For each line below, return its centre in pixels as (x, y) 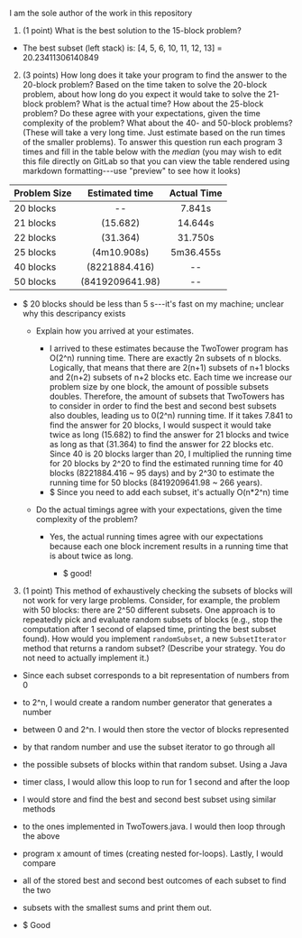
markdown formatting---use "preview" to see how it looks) (132, 171)
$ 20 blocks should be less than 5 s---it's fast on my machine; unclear (153, 304)
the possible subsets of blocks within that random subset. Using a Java (155, 764)
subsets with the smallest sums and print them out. (117, 907)
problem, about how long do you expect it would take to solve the (144, 94)
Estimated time (120, 193)
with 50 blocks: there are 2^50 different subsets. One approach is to (149, 610)
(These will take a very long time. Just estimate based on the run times (154, 133)
